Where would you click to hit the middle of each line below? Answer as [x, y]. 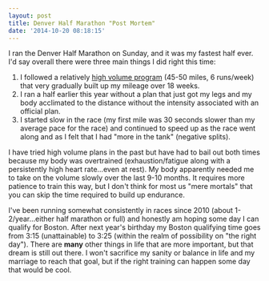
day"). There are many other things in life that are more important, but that [131, 244]
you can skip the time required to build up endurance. [97, 195]
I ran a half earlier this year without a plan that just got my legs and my [136, 94]
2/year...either [31, 219]
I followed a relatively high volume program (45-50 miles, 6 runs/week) [137, 78]
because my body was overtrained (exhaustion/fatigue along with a [119, 161]
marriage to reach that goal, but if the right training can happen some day [129, 262]
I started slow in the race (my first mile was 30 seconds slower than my [137, 120]
